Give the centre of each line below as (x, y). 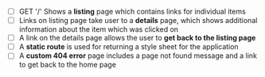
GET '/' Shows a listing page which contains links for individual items (132, 12)
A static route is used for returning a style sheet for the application (129, 47)
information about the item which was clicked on (99, 29)
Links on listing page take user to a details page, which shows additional (138, 21)
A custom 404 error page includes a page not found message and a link (138, 56)
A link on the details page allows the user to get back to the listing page (137, 38)
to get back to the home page (68, 65)
